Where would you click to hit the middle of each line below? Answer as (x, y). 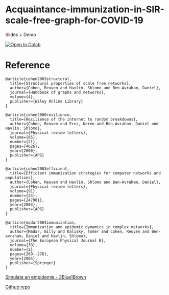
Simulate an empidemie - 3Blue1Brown (46, 277)
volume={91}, (24, 191)
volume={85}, (24, 137)
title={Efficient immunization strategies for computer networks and (85, 173)
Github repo (18, 287)
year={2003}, (24, 204)
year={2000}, (24, 151)
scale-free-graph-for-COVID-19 (75, 20)
